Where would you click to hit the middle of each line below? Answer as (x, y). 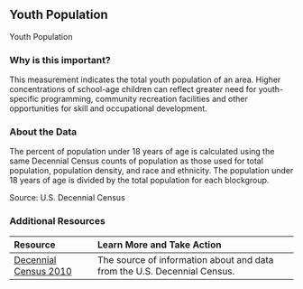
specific (24, 99)
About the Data (43, 132)
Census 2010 (43, 271)
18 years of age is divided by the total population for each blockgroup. (139, 181)
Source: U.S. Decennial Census (68, 198)
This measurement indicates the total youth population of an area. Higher (145, 79)
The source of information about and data (186, 259)
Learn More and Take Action (160, 245)
